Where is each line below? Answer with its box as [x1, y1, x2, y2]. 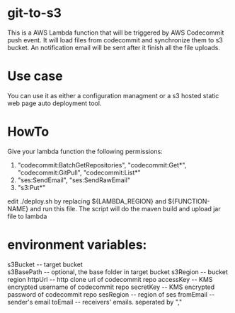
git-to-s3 [7, 5, 62, 21]
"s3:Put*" [17, 183, 46, 191]
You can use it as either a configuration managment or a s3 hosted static [7, 91, 219, 100]
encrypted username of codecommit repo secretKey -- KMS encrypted [7, 283, 215, 291]
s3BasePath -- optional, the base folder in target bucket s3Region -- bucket [7, 267, 229, 276]
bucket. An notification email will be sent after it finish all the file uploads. [7, 43, 221, 52]
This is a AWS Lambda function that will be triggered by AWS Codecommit [7, 28, 224, 37]
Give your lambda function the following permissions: [7, 147, 163, 155]
